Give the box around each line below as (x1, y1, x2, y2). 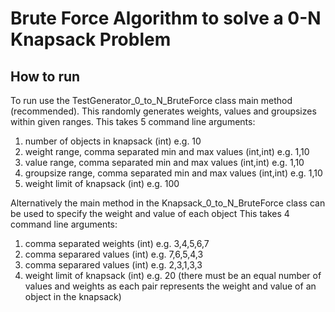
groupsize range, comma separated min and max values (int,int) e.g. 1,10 (24, 167, 323, 179)
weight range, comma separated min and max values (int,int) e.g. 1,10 (24, 146, 310, 157)
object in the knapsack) (24, 291, 122, 302)
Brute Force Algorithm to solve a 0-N (10, 7, 322, 30)
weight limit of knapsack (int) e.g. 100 (24, 178, 180, 189)
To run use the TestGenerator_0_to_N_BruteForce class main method (10, 95, 293, 106)
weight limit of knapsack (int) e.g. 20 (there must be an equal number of (24, 270, 322, 281)
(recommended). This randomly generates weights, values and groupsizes (10, 105, 317, 117)
